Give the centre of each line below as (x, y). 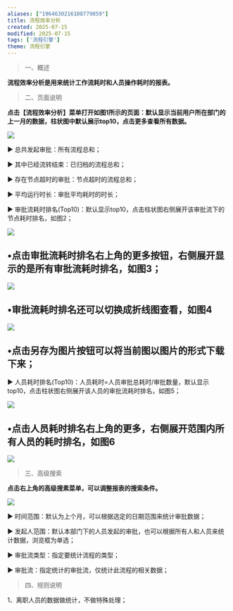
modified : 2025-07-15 (39, 33)
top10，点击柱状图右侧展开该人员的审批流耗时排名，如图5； (94, 391)
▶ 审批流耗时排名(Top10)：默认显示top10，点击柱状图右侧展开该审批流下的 (116, 209)
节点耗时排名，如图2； (40, 218)
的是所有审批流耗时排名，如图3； (89, 269)
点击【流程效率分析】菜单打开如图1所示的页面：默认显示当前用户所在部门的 (117, 112)
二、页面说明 (43, 97)
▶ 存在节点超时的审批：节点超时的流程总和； (73, 179)
